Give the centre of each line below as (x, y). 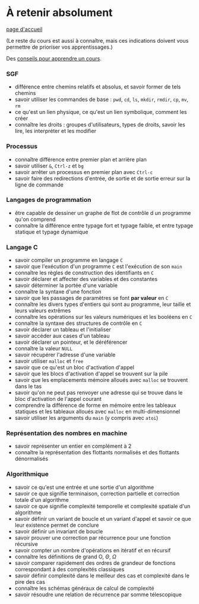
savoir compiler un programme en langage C (69, 260)
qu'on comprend (35, 219)
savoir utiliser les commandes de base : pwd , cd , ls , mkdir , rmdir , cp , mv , (102, 99)
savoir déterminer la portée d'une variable (66, 286)
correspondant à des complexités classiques (70, 569)
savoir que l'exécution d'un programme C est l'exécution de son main (98, 267)
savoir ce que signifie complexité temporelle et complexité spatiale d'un (102, 506)
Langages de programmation (49, 200)
